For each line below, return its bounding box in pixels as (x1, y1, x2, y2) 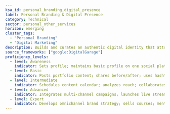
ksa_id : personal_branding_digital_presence (5, 7, 101, 13)
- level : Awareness (10, 59, 51, 64)
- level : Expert (10, 96, 44, 101)
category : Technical (5, 17, 49, 22)
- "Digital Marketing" (10, 40, 58, 45)
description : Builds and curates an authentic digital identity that (5, 45, 155, 50)
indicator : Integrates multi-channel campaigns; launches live (14, 92, 151, 97)
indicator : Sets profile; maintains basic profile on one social (14, 64, 155, 69)
